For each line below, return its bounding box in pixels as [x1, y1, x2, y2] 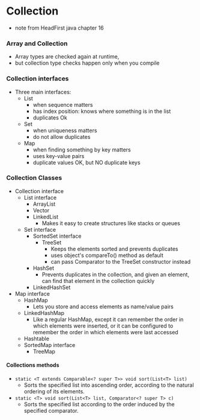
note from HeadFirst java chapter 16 [14, 24, 104, 31]
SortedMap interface [23, 341, 76, 348]
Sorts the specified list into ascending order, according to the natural [23, 381, 194, 389]
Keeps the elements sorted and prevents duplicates [50, 245, 178, 252]
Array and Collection [6, 39, 68, 48]
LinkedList [32, 213, 59, 220]
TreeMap [32, 348, 56, 355]
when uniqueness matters [32, 127, 97, 134]
